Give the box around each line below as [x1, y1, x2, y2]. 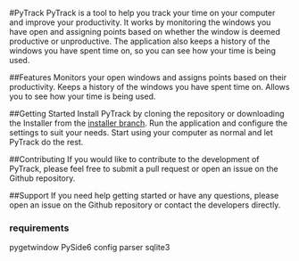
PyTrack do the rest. [9, 137, 84, 147]
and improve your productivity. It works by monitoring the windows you [9, 17, 271, 28]
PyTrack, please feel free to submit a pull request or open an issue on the [9, 164, 278, 174]
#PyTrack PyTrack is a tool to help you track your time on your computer [9, 8, 276, 18]
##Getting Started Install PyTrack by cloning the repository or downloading [9, 109, 285, 118]
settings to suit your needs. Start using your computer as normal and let [9, 127, 274, 137]
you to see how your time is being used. [9, 91, 156, 102]
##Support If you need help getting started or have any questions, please [9, 191, 279, 200]
